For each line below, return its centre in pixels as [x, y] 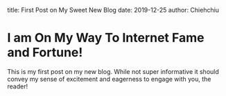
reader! [18, 86]
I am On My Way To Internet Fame [106, 38]
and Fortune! [45, 53]
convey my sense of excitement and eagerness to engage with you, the [109, 79]
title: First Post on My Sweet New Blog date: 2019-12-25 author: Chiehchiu [113, 10]
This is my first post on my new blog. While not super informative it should [113, 71]
